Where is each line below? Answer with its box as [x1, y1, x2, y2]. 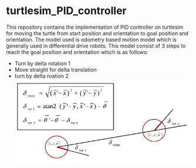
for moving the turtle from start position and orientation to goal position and [6, 29, 189, 36]
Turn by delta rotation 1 [14, 60, 70, 67]
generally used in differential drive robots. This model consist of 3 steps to [6, 42, 186, 49]
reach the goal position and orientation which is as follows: [6, 48, 148, 55]
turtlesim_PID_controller [6, 4, 127, 18]
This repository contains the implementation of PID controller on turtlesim [6, 23, 184, 31]
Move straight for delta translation [14, 66, 97, 73]
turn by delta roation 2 [14, 72, 69, 79]
